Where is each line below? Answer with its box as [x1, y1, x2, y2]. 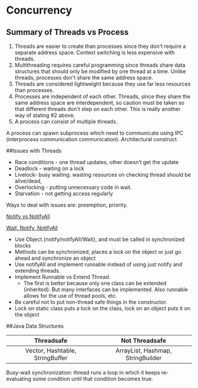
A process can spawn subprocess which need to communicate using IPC [6, 129, 184, 136]
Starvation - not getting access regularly [14, 190, 113, 197]
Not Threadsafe [121, 337, 166, 344]
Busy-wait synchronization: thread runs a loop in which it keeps [6, 369, 160, 376]
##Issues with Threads [6, 147, 62, 154]
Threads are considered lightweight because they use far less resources [14, 80, 191, 87]
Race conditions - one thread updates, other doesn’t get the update [14, 159, 179, 165]
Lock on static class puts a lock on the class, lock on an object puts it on [14, 305, 190, 312]
